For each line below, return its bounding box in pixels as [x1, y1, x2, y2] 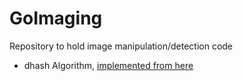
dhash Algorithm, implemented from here [23, 59, 194, 71]
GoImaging [9, 7, 103, 30]
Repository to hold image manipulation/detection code [9, 40, 234, 52]
